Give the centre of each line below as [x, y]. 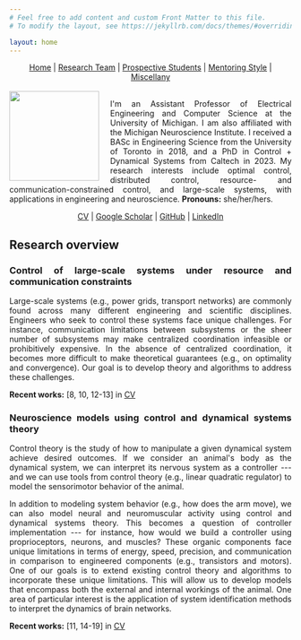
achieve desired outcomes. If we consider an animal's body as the [150, 458]
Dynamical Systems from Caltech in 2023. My [201, 161]
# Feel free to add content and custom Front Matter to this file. [138, 17]
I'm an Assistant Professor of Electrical [201, 104]
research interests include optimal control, [201, 170]
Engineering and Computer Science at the [201, 114]
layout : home [34, 42]
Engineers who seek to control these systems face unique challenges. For [150, 320]
